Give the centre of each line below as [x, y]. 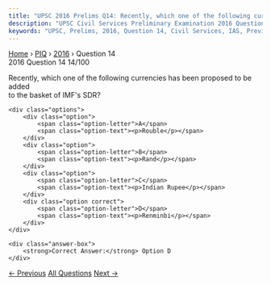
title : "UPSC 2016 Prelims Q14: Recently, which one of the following [129, 16]
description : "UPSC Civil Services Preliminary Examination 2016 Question [137, 23]
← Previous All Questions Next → [63, 273]
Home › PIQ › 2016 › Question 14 [62, 54]
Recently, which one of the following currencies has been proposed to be [130, 78]
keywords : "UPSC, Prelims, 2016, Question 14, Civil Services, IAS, [126, 31]
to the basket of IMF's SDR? [54, 95]
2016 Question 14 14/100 [49, 62]
